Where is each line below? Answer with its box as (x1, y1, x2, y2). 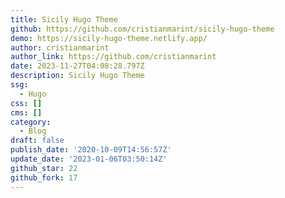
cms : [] (10, 107, 43, 118)
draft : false (10, 136, 65, 146)
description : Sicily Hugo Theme (10, 71, 145, 81)
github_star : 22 (10, 163, 78, 173)
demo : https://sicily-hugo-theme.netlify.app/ (10, 33, 208, 43)
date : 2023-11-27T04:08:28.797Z (10, 61, 145, 71)
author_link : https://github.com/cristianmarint (10, 52, 217, 62)
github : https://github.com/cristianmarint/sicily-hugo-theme (10, 24, 275, 34)
